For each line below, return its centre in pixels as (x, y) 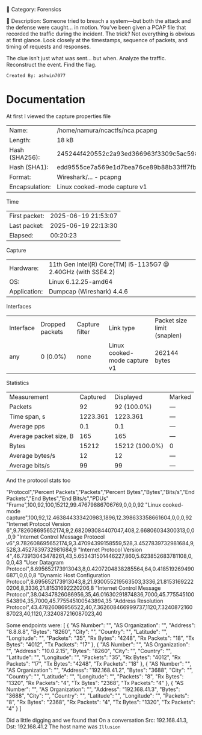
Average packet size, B (41, 436)
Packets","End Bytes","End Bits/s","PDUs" (58, 498)
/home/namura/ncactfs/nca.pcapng (107, 130)
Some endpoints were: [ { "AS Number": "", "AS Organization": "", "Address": (101, 625)
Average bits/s (29, 465)
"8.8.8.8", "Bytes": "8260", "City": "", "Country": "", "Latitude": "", (87, 631)
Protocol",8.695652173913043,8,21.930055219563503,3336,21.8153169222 (100, 581)
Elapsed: (22, 235)
